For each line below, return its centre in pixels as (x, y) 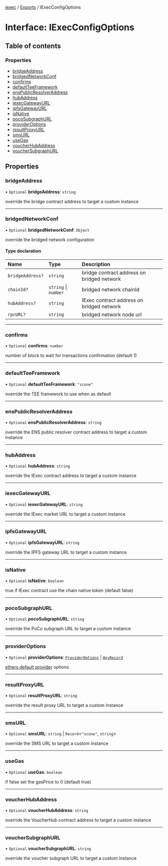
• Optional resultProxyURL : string (41, 696)
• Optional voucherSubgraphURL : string (48, 848)
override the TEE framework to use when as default (58, 394)
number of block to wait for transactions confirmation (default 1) (71, 355)
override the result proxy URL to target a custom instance (64, 705)
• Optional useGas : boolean (34, 772)
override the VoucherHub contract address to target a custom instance (78, 820)
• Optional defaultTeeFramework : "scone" (49, 384)
